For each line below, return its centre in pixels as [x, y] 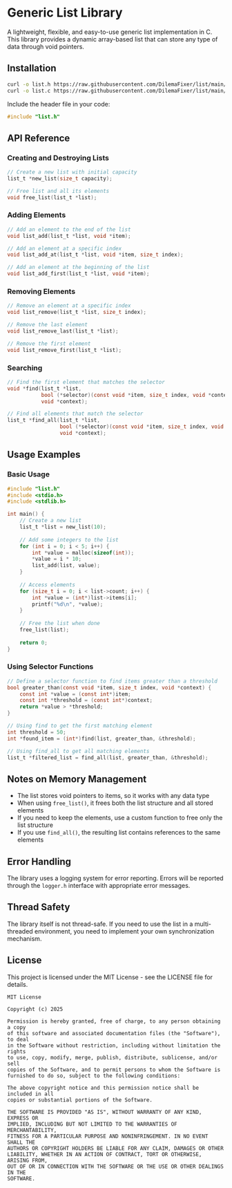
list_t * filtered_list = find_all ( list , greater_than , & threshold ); [108, 758]
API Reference [39, 138]
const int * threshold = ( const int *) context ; [86, 700]
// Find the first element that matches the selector [86, 382]
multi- [203, 924]
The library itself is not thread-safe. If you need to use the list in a [100, 924]
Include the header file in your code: [59, 104]
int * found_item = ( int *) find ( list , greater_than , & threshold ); [101, 739]
